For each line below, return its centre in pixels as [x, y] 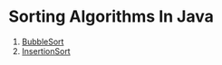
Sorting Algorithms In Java [111, 17]
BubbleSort [43, 42]
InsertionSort [46, 51]
